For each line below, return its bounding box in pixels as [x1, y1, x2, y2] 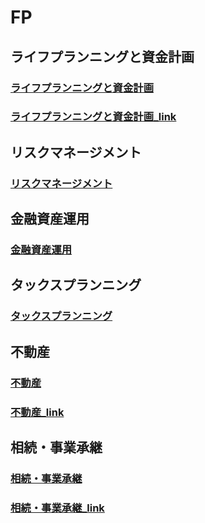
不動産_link [10, 405, 65, 419]
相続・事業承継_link [10, 501, 105, 515]
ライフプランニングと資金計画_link [10, 110, 177, 124]
